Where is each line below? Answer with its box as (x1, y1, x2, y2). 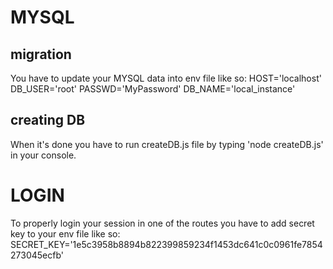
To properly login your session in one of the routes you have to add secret (10, 217, 315, 229)
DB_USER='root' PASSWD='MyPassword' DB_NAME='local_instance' (10, 83, 296, 95)
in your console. (10, 149, 77, 161)
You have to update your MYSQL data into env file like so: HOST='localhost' (10, 72, 322, 84)
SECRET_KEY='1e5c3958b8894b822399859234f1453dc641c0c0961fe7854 (10, 238, 323, 250)
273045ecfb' (10, 249, 64, 261)
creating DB (10, 112, 86, 129)
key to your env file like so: (10, 227, 121, 240)
